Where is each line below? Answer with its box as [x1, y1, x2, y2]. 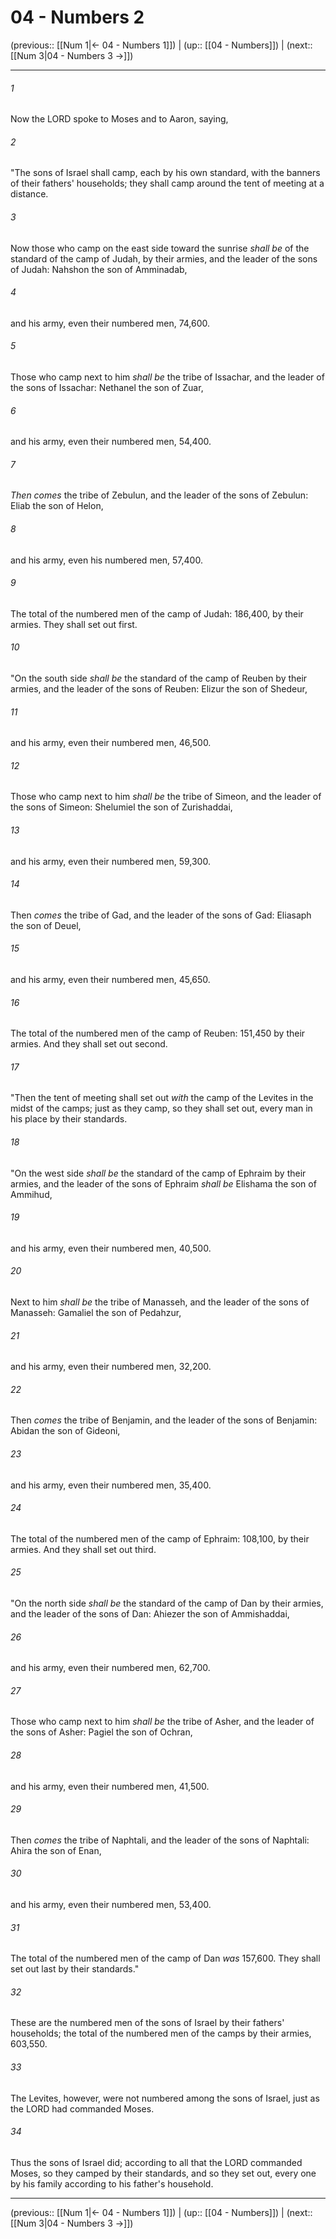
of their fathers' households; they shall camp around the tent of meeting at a [10, 177, 325, 190]
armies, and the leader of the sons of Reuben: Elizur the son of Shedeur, [10, 682, 308, 695]
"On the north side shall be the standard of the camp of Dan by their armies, [10, 1597, 324, 1610]
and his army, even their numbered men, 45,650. [10, 973, 211, 985]
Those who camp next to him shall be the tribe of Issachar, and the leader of [10, 371, 325, 383]
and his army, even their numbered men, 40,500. [10, 1242, 212, 1254]
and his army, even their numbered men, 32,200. [10, 1361, 212, 1373]
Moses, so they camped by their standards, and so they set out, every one [10, 2167, 317, 2179]
